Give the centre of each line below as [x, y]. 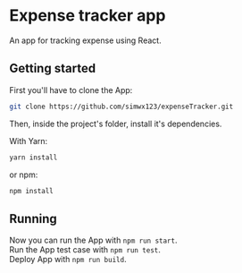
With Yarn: [29, 141]
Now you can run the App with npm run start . [93, 240]
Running [33, 219]
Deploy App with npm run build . [68, 260]
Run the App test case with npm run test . [85, 250]
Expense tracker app [88, 16]
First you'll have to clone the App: [71, 90]
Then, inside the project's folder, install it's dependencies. [116, 124]
